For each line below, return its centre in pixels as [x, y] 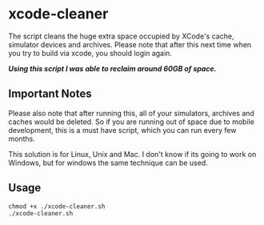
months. [22, 139]
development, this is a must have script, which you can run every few [122, 130]
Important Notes [50, 94]
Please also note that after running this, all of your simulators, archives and [131, 113]
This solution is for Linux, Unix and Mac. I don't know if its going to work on [132, 154]
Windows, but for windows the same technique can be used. [108, 163]
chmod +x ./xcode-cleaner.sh [57, 206]
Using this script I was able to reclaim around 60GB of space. [113, 68]
